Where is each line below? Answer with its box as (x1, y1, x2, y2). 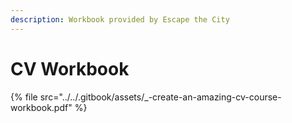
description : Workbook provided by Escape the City (10, 14, 230, 25)
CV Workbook (10, 57, 130, 80)
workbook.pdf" (10, 101, 73, 113)
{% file (10, 91, 38, 103)
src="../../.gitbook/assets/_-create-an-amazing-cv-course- (39, 91, 282, 103)
